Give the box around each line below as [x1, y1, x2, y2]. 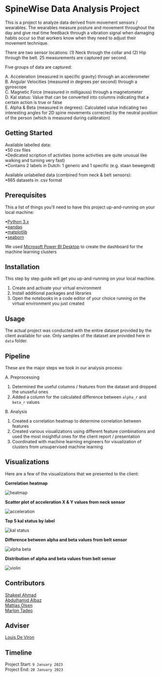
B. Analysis [5, 409, 28, 414]
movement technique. [5, 40, 49, 46]
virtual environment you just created [12, 300, 85, 307]
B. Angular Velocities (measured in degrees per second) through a [5, 79, 137, 85]
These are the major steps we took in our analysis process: [5, 365, 123, 370]
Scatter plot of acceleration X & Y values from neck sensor [5, 499, 126, 505]
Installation [5, 262, 40, 271]
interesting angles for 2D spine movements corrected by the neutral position [5, 109, 158, 115]
